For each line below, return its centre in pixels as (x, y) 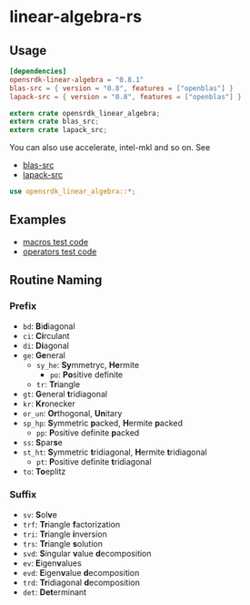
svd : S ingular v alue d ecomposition (87, 553)
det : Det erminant (55, 592)
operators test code (60, 251)
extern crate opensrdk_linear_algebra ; (85, 113)
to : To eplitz (44, 471)
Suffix (23, 495)
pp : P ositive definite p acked (88, 432)
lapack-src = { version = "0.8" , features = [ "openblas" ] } (126, 97)
